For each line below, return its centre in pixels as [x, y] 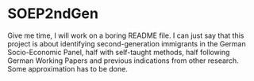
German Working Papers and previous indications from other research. [123, 61]
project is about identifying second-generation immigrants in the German [127, 43]
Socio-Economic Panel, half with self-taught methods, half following [119, 52]
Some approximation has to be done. [67, 68]
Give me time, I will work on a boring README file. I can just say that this [126, 35]
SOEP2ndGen [53, 14]
